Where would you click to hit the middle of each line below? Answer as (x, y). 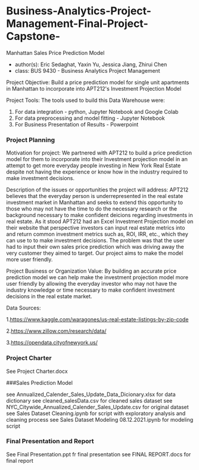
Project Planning (31, 140)
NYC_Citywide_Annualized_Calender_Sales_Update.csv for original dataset (97, 407)
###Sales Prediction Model (40, 382)
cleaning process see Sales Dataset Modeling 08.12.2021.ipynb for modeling (100, 419)
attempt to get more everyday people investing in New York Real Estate (94, 166)
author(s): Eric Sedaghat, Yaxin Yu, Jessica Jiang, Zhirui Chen (91, 64)
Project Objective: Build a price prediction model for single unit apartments (98, 82)
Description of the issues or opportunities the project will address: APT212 (97, 190)
